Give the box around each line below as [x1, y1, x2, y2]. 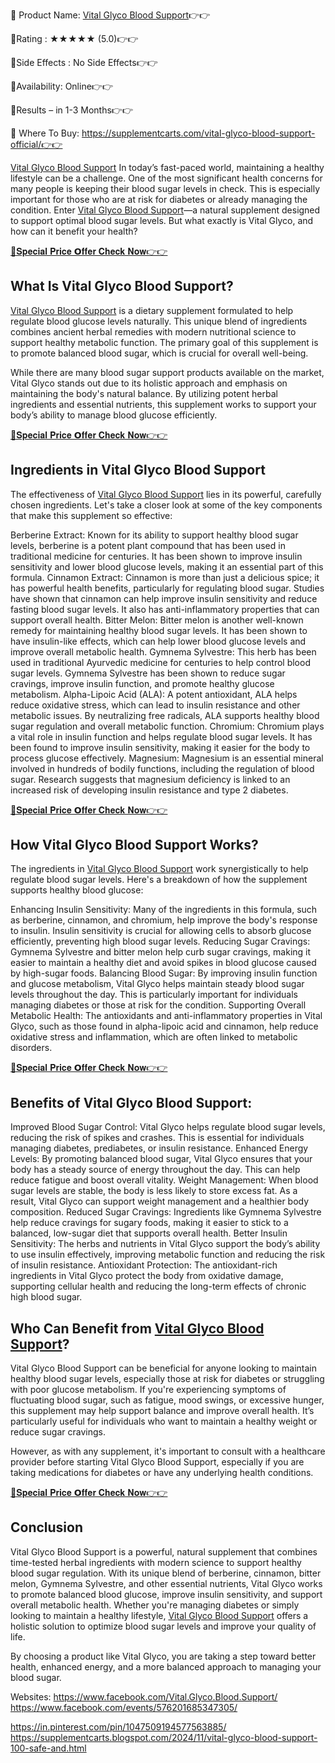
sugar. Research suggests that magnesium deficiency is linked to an [10, 773, 291, 785]
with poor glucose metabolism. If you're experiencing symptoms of [10, 1384, 287, 1396]
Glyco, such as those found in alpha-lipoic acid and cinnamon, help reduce [10, 1020, 319, 1033]
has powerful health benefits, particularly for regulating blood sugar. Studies [10, 582, 325, 594]
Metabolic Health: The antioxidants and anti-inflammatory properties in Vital [10, 1010, 323, 1022]
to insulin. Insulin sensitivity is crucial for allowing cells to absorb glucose [10, 925, 312, 937]
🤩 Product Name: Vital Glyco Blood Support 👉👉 [10, 9, 211, 21]
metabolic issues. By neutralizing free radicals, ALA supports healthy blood [10, 709, 320, 721]
